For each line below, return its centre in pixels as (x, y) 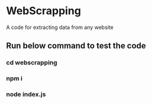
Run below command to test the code (76, 46)
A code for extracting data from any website (60, 27)
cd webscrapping (32, 63)
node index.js (26, 95)
